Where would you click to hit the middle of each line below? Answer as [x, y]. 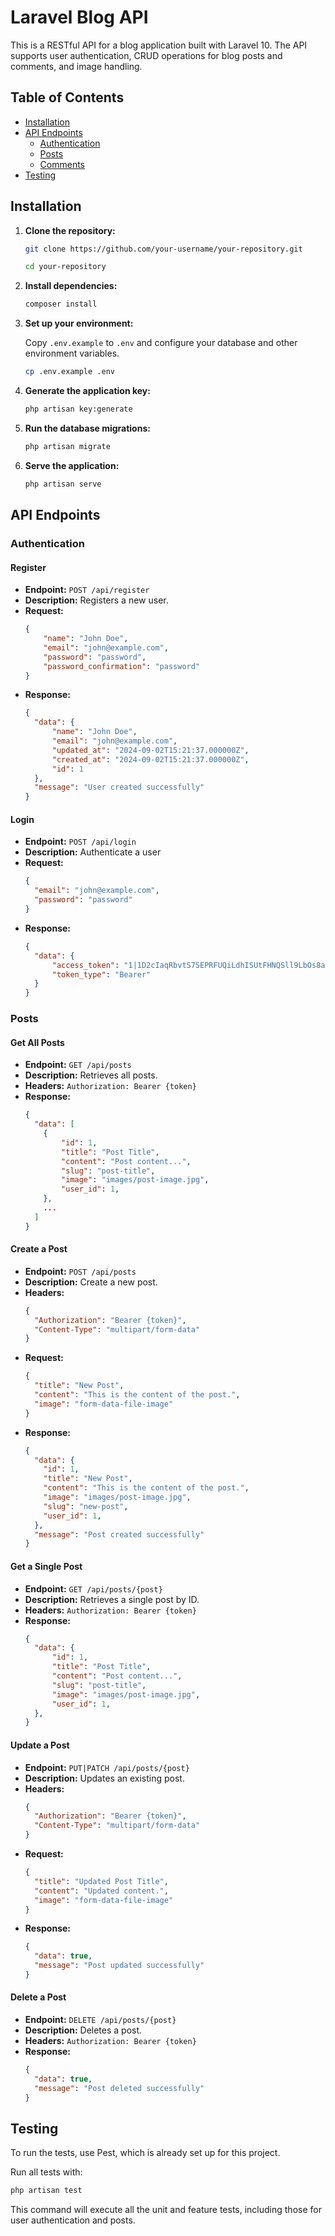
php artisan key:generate [78, 409]
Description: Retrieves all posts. [91, 1075]
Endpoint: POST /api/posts [80, 1271]
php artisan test [46, 2191]
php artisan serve [63, 484]
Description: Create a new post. [91, 1282]
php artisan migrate [67, 446]
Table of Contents [67, 97]
